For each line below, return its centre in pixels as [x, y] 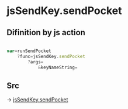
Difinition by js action [46, 33]
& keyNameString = [58, 67]
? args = [36, 62]
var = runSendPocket [29, 51]
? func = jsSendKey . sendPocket [51, 56]
